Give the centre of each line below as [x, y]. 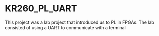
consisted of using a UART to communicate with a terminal [65, 27]
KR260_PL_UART [41, 9]
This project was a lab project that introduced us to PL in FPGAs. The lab [80, 22]
